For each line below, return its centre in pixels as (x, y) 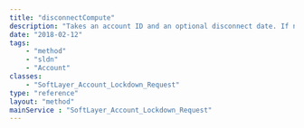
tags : (19, 43)
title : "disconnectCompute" (62, 18)
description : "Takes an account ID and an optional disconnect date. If (149, 26)
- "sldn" (42, 59)
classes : (26, 77)
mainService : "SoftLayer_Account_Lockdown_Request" (111, 110)
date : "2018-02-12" (46, 34)
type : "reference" (44, 93)
